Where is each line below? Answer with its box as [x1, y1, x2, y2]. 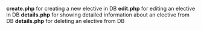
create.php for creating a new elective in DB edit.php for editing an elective [6, 5, 196, 12]
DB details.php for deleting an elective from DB [6, 18, 125, 24]
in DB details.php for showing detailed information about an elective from [6, 11, 190, 18]
